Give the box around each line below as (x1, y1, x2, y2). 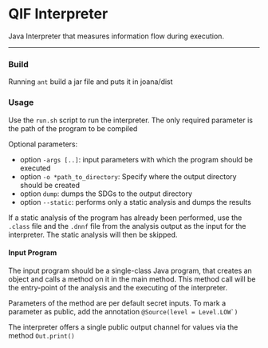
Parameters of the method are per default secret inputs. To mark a (8, 298, 227, 308)
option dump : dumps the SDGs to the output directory (19, 189, 193, 198)
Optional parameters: (8, 139, 78, 149)
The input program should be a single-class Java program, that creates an (8, 266, 253, 275)
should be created (19, 180, 81, 190)
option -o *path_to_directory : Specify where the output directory (19, 171, 237, 181)
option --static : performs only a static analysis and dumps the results (19, 197, 251, 206)
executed (19, 163, 51, 173)
